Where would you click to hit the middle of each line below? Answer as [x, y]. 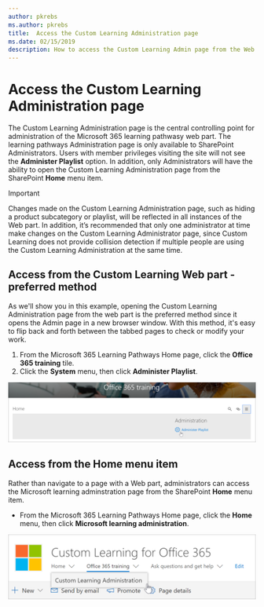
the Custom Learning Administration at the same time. [95, 250]
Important [24, 193]
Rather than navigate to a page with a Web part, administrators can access [129, 483]
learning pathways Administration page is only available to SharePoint [121, 144]
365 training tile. [47, 363]
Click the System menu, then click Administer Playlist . [108, 371]
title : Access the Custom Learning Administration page [103, 33]
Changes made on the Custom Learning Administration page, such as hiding [132, 209]
